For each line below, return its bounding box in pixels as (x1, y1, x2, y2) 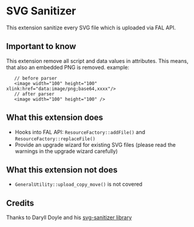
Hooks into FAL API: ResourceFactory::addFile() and (14, 128, 146, 135)
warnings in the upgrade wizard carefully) (14, 147, 118, 155)
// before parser (14, 75, 58, 81)
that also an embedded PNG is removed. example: (6, 63, 130, 71)
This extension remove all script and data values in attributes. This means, (6, 57, 189, 64)
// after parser (14, 91, 55, 97)
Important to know (6, 41, 76, 52)
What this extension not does (6, 165, 118, 175)
